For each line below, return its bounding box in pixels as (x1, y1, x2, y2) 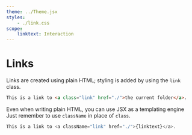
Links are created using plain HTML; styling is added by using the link (6, 77, 181, 84)
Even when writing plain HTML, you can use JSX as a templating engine (6, 106, 185, 113)
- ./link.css (17, 20, 50, 26)
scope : (6, 25, 23, 32)
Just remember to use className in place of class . (6, 112, 131, 119)
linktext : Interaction (17, 31, 74, 37)
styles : (6, 14, 26, 20)
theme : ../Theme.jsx (6, 8, 58, 15)
